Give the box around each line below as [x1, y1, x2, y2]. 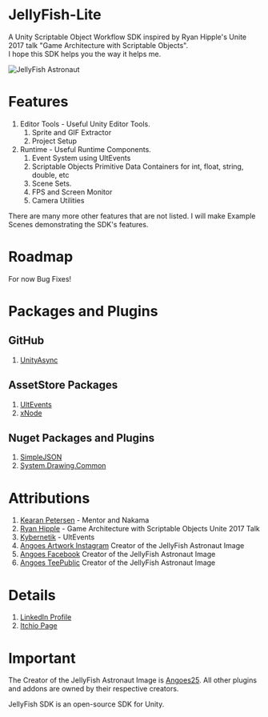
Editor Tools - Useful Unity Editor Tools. [19, 118, 150, 129]
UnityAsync [19, 354, 58, 365]
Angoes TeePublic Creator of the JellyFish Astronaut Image [19, 558, 216, 567]
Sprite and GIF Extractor [31, 127, 112, 137]
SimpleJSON [19, 452, 62, 462]
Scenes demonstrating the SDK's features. [8, 219, 149, 229]
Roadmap [8, 248, 74, 266]
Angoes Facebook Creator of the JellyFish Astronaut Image [19, 550, 216, 559]
